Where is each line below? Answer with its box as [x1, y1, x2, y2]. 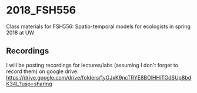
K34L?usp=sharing [6, 80, 52, 87]
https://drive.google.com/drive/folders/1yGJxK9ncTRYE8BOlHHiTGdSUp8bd [6, 74, 192, 81]
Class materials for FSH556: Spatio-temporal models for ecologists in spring [6, 23, 191, 30]
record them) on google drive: [6, 68, 79, 75]
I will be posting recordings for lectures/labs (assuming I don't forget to [6, 61, 178, 68]
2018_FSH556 [6, 4, 76, 17]
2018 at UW [6, 29, 35, 36]
